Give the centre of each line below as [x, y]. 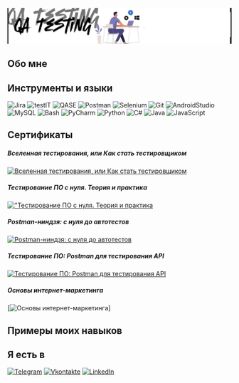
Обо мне [27, 64]
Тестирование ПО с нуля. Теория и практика [78, 187]
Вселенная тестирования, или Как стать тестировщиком [97, 153]
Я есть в [26, 354]
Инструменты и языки [60, 88]
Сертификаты [40, 135]
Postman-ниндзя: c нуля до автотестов [68, 221]
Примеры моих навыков [65, 331]
